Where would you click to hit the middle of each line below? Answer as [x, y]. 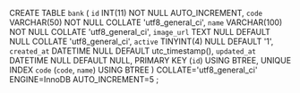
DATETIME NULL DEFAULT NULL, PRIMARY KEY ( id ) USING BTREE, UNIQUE [150, 60]
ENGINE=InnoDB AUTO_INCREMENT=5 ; [84, 79]
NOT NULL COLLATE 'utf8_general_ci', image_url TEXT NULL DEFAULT [140, 32]
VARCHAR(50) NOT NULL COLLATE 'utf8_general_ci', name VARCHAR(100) [146, 22]
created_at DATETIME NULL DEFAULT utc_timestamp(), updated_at [133, 51]
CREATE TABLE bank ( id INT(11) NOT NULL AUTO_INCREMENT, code [136, 13]
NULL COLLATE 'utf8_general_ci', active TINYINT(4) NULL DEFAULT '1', [141, 41]
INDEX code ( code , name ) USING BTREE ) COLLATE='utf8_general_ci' [133, 70]
